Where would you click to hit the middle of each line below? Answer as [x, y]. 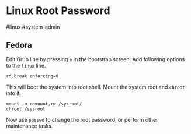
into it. [14, 93]
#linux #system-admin [33, 27]
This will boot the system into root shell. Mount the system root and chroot [95, 87]
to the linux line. [26, 65]
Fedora [19, 45]
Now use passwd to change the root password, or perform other [82, 119]
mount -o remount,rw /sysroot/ [44, 104]
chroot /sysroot [26, 109]
